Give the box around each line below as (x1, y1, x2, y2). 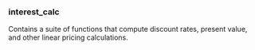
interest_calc (8, 6, 60, 17)
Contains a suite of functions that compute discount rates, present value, (8, 25, 248, 34)
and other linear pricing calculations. (8, 33, 129, 42)
